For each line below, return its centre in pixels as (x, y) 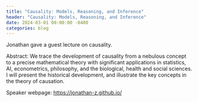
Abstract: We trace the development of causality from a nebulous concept (96, 56)
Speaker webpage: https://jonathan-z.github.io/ (64, 93)
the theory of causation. (35, 81)
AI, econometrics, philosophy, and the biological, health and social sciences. (99, 69)
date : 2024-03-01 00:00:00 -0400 (47, 22)
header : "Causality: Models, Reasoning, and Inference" (76, 17)
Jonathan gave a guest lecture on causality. (59, 45)
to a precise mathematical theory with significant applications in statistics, (96, 62)
